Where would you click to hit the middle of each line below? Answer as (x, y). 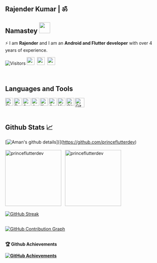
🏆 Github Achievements (31, 244)
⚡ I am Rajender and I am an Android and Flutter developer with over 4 (79, 43)
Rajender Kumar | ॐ (36, 9)
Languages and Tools (39, 88)
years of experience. (26, 50)
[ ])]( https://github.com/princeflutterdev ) (71, 142)
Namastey (21, 31)
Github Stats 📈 (29, 128)
